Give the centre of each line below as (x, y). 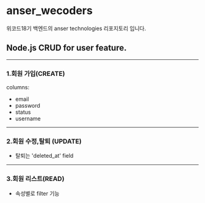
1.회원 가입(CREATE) (36, 73)
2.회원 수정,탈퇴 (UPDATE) (44, 141)
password (28, 106)
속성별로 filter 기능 (37, 193)
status (23, 112)
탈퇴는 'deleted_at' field (44, 156)
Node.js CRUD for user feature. (67, 48)
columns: (18, 87)
